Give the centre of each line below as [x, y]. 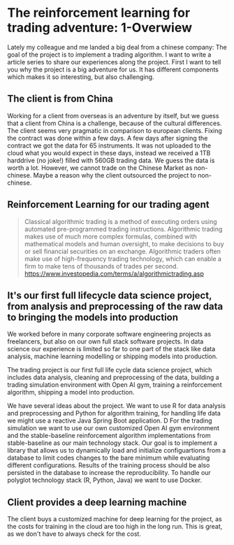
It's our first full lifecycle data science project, [109, 295]
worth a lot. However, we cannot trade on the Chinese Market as [100, 168]
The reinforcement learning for [99, 13]
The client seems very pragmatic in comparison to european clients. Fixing [115, 130]
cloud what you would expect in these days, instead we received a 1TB [109, 153]
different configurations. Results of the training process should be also [109, 465]
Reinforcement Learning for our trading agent [108, 205]
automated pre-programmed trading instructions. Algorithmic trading [123, 229]
